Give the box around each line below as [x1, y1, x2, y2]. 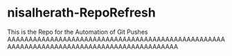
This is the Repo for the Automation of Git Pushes [7, 28, 148, 36]
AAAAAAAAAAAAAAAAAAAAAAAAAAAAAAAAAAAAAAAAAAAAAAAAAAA [7, 35, 225, 43]
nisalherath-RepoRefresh [7, 5, 156, 21]
